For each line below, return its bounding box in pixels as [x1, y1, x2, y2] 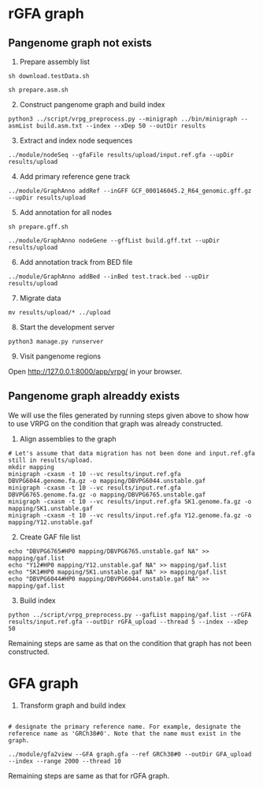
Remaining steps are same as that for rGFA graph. [8, 771, 170, 780]
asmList [8, 122, 34, 130]
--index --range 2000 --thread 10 [8, 757, 122, 765]
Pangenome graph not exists [8, 36, 152, 50]
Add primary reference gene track [19, 172, 131, 181]
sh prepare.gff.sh [8, 223, 69, 231]
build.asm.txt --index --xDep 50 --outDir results [36, 122, 206, 130]
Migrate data [19, 293, 61, 303]
